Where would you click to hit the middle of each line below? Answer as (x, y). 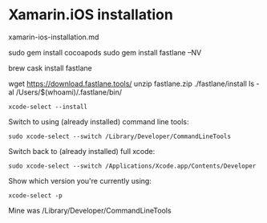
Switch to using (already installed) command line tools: (99, 121)
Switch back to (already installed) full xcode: (82, 151)
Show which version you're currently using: (80, 180)
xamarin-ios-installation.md (54, 37)
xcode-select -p (35, 195)
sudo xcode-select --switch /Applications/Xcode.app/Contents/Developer (132, 166)
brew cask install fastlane (50, 68)
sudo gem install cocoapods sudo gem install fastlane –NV (105, 52)
